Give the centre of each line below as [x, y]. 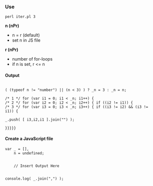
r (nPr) [12, 50]
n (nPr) [12, 26]
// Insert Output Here [37, 166]
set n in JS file [26, 40]
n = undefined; [29, 153]
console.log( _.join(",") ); [34, 178]
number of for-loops [32, 59]
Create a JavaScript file [29, 139]
